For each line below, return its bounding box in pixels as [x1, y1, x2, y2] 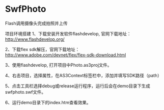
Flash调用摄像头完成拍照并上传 [5, 20, 68, 26]
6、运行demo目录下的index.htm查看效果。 [5, 99, 91, 105]
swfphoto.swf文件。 [5, 89, 46, 95]
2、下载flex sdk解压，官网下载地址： [5, 46, 80, 52]
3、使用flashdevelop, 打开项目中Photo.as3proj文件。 [5, 62, 112, 68]
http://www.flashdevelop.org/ [5, 36, 65, 42]
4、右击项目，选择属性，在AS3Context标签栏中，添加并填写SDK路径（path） [5, 72, 162, 78]
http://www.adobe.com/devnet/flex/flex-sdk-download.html [5, 52, 126, 57]
